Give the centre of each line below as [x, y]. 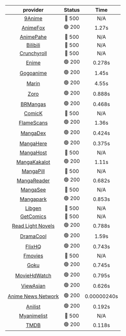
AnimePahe [33, 37]
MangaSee [33, 190]
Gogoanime [33, 73]
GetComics [33, 217]
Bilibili [33, 45]
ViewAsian [33, 286]
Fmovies [33, 256]
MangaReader [33, 181]
